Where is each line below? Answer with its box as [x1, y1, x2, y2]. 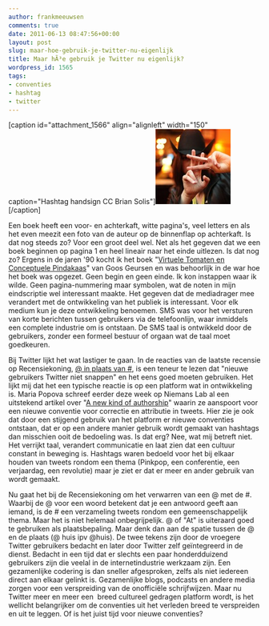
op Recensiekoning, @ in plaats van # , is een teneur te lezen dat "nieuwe [8, 364, 249, 374]
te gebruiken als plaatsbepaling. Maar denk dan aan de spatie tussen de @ [8, 524, 255, 534]
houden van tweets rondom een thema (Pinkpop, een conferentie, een [8, 457, 240, 467]
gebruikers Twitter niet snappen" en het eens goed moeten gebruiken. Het [8, 372, 254, 382]
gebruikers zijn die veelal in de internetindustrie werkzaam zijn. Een [8, 558, 231, 568]
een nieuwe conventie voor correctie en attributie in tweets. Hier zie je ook [8, 407, 255, 416]
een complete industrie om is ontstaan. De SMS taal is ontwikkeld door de [8, 323, 252, 332]
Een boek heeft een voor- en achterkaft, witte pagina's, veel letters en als [8, 221, 251, 231]
